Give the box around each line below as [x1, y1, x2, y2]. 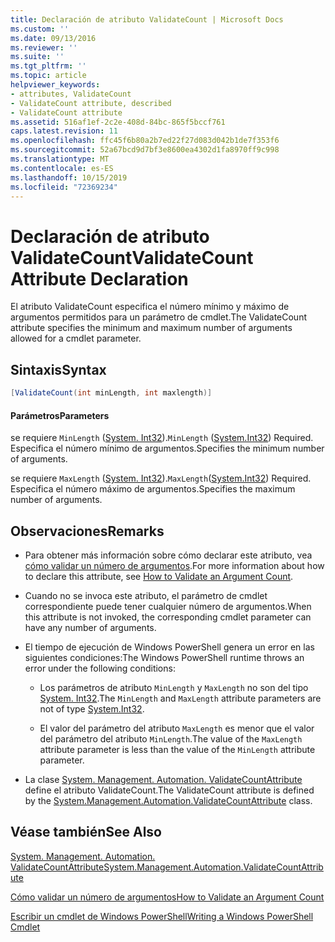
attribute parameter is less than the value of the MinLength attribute [39, 744, 316, 756]
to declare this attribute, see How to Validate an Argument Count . [24, 571, 294, 583]
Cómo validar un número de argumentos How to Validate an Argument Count [10, 891, 325, 903]
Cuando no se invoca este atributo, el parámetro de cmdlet [24, 590, 268, 602]
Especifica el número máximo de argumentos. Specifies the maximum [10, 483, 296, 495]
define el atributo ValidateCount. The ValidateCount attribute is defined [24, 784, 315, 796]
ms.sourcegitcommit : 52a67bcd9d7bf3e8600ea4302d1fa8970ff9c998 [10, 145, 280, 155]
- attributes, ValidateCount [10, 89, 132, 99]
